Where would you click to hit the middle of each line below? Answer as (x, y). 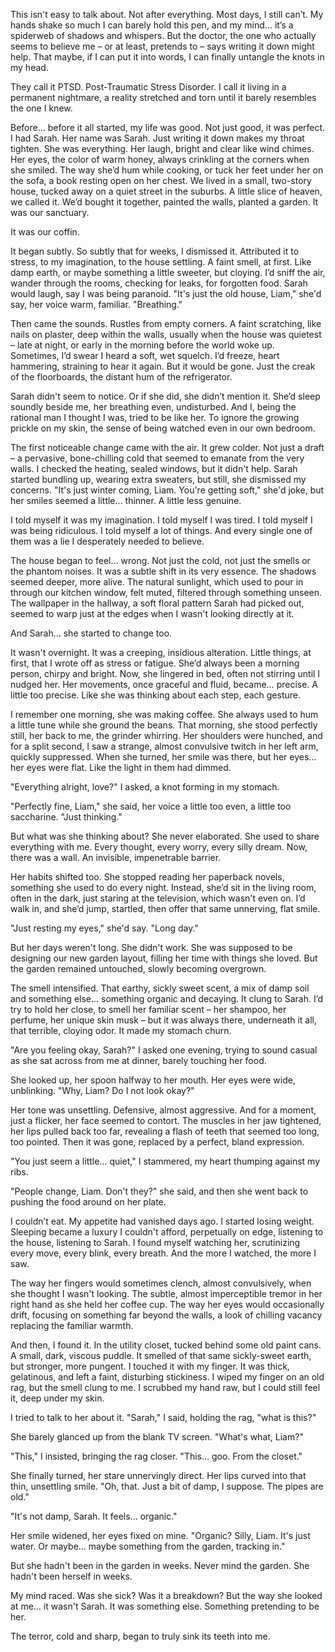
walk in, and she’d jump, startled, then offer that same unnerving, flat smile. (165, 908)
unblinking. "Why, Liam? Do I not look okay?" (102, 1090)
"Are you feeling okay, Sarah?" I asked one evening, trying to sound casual (164, 1050)
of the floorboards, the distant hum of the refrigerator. (121, 377)
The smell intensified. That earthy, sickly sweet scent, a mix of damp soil (160, 988)
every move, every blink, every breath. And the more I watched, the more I (163, 1253)
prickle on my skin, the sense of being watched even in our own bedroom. (163, 428)
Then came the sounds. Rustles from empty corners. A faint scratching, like (166, 323)
